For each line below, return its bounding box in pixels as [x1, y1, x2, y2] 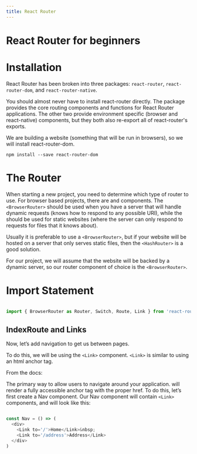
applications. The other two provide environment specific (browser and [6, 110, 178, 117]
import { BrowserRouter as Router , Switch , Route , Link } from [6, 308, 164, 314]
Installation [6, 61, 62, 74]
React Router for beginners [6, 33, 141, 47]
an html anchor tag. [6, 358, 53, 365]
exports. [6, 123, 26, 130]
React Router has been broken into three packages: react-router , [6, 80, 165, 87]
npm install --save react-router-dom [6, 152, 98, 157]
